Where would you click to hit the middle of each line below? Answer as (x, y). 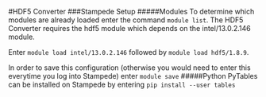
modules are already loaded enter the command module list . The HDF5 (126, 20)
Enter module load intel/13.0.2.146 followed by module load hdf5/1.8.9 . (129, 52)
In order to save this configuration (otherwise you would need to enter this (130, 68)
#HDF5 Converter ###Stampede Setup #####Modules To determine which (131, 12)
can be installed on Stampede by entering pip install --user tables (122, 84)
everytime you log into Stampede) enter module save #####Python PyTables (133, 76)
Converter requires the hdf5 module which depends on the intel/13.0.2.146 (130, 28)
